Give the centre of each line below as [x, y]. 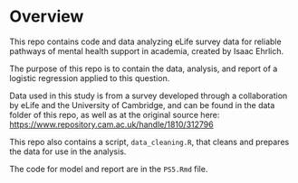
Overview [47, 17]
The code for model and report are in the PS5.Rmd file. [109, 169]
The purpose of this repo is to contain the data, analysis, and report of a [144, 69]
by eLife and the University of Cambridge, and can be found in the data [142, 105]
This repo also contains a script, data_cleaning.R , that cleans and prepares [149, 142]
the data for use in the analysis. [68, 151]
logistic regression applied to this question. [90, 78]
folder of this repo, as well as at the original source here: [115, 114]
